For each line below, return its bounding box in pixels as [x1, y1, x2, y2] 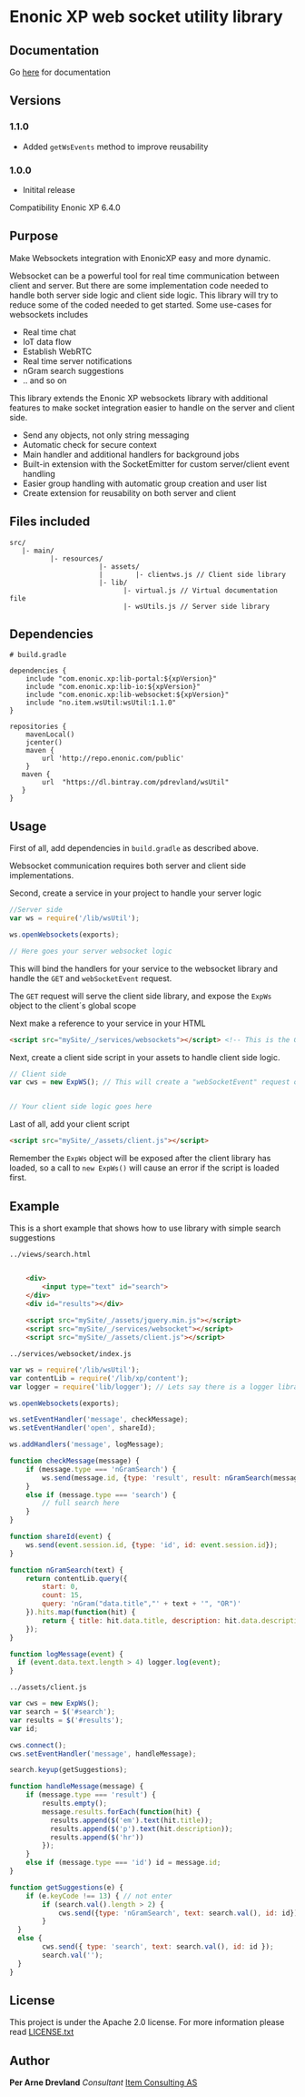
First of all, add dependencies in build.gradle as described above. [9, 843, 259, 854]
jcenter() [25, 738, 64, 747]
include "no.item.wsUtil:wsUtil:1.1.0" [25, 698, 177, 707]
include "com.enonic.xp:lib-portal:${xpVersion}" [25, 674, 218, 684]
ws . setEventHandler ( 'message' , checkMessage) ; [9, 1415, 189, 1424]
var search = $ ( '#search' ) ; [9, 1707, 116, 1717]
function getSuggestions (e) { [9, 1882, 124, 1892]
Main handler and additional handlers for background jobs [22, 449, 240, 460]
